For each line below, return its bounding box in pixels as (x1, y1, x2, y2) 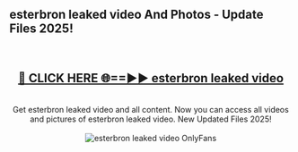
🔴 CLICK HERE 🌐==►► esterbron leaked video (17, 71, 285, 86)
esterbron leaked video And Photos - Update (9, 7, 264, 22)
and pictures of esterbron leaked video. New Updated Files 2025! (30, 114, 272, 124)
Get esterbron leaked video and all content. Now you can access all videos (13, 104, 289, 114)
